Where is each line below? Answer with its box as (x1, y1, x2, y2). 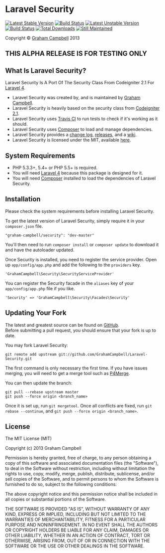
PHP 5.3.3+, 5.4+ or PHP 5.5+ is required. (12, 165, 98, 171)
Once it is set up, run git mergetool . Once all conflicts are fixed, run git (5, 402, 153, 408)
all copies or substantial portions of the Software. (5, 496, 106, 502)
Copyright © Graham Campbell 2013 (5, 35, 80, 41)
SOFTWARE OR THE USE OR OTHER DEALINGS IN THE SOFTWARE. (5, 543, 145, 549)
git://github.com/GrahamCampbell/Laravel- (58, 352, 148, 357)
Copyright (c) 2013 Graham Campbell (5, 445, 82, 451)
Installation (5, 195, 41, 203)
